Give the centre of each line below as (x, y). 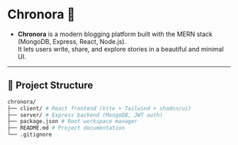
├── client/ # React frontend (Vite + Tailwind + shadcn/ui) (100, 108)
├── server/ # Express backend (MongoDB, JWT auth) (85, 115)
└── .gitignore (30, 135)
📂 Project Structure (50, 85)
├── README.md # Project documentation (66, 128)
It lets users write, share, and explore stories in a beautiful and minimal (121, 49)
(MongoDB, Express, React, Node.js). (72, 41)
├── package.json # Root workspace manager (73, 122)
